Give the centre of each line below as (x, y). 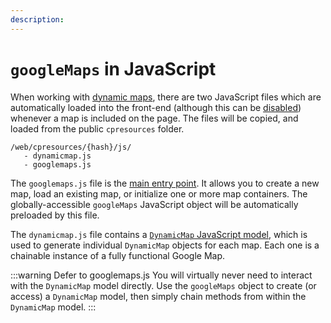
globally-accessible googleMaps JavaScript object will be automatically (154, 204)
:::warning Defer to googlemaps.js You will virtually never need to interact (161, 275)
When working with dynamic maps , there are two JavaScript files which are (166, 97)
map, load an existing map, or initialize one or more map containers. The (159, 193)
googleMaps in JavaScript (113, 68)
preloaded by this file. (55, 215)
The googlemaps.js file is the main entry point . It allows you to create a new (165, 183)
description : (37, 19)
